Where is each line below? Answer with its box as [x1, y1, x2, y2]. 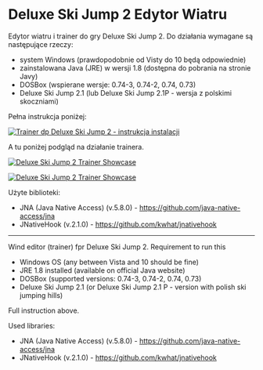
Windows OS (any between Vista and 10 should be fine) [19, 257, 200, 267]
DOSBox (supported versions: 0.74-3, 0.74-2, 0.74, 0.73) [19, 274, 202, 283]
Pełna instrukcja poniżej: [8, 111, 87, 121]
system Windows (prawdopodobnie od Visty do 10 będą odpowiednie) [19, 55, 247, 64]
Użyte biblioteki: [8, 187, 61, 197]
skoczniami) [19, 96, 59, 106]
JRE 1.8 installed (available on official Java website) [19, 265, 186, 275]
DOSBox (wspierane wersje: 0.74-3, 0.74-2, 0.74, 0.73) [19, 80, 196, 89]
